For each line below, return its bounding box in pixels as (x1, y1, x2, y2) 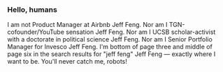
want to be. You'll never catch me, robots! (7, 57, 128, 66)
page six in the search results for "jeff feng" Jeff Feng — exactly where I (7, 50, 216, 58)
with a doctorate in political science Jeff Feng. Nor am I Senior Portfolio (7, 35, 213, 44)
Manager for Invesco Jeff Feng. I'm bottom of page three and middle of (7, 43, 213, 51)
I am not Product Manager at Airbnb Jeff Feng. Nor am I (7, 21, 168, 29)
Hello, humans (7, 5, 57, 15)
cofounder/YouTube (7, 28, 65, 36)
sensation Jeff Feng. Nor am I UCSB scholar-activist (66, 28, 216, 36)
